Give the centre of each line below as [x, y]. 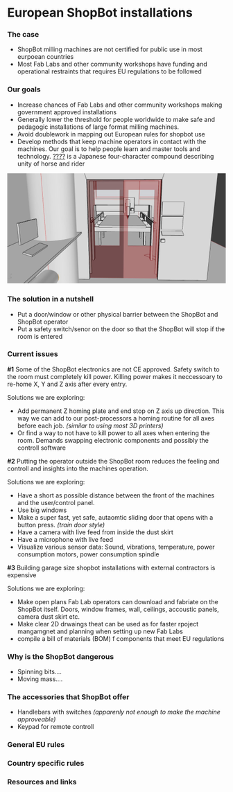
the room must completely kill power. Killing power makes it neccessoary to [115, 376]
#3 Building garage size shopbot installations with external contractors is [111, 567]
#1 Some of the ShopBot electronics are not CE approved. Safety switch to [113, 369]
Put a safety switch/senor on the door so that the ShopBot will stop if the [121, 329]
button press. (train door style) [61, 525]
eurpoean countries [45, 57]
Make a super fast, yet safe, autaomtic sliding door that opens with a [115, 517]
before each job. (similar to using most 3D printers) [90, 425]
